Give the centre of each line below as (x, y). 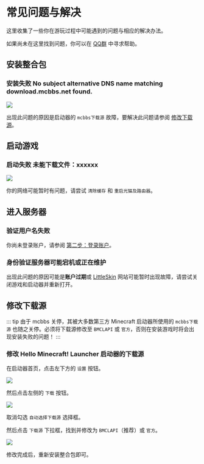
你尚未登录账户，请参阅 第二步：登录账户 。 (60, 245)
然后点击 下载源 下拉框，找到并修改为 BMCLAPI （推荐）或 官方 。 (84, 430)
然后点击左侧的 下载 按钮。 (39, 393)
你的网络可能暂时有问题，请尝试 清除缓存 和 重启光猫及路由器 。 (81, 190)
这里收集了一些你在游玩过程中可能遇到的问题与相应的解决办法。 (86, 31)
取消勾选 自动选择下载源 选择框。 (45, 417)
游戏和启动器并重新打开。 (44, 285)
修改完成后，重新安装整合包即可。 (49, 455)
